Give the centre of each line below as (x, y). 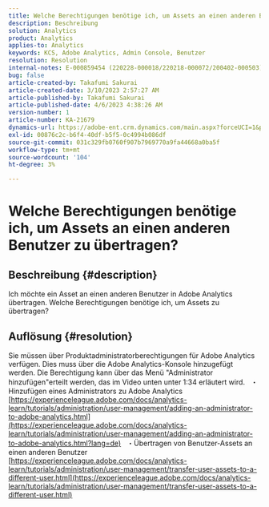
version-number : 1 (39, 113)
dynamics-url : (32, 127)
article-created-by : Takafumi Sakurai (73, 82)
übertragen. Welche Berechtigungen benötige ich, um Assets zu (114, 303)
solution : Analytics (43, 30)
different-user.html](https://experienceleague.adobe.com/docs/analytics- (130, 477)
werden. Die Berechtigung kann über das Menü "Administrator (111, 372)
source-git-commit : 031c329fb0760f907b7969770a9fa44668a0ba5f (114, 142)
